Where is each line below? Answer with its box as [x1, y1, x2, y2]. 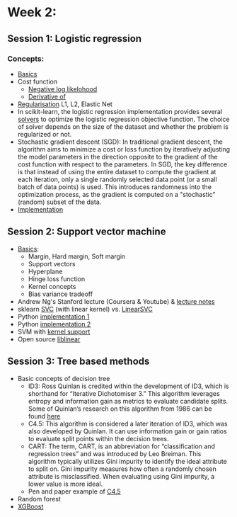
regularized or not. [17, 130, 72, 138]
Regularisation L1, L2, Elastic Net [17, 100, 113, 108]
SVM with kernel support [17, 327, 91, 336]
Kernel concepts [28, 282, 76, 290]
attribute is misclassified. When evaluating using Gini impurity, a [28, 472, 215, 480]
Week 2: [7, 4, 57, 21]
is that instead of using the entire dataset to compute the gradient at [17, 167, 216, 176]
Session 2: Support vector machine [7, 226, 166, 238]
